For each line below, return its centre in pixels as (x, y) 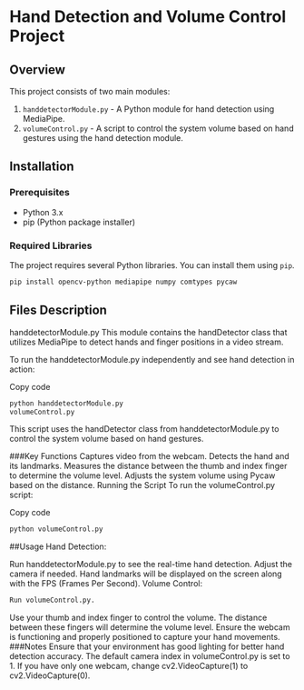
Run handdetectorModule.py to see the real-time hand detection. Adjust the (151, 565)
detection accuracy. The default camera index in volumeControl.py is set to (150, 656)
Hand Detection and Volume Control (148, 17)
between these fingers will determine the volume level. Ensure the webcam (150, 627)
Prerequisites (39, 193)
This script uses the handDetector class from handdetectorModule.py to (144, 429)
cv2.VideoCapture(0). (50, 675)
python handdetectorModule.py (67, 403)
